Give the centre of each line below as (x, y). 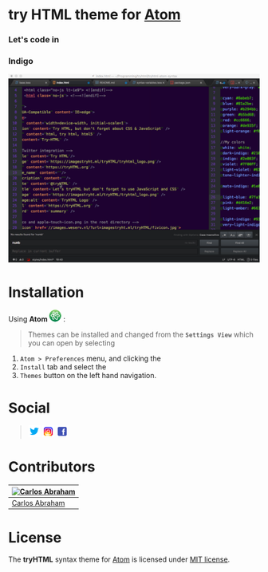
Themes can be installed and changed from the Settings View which (140, 335)
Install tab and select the (63, 367)
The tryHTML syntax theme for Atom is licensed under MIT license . (119, 559)
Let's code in (34, 40)
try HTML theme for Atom (95, 15)
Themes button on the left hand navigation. (88, 376)
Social (29, 408)
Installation (46, 292)
